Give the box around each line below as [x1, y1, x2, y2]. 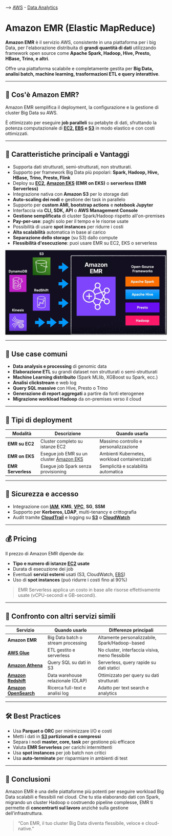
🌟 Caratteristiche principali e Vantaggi [5, 150, 130, 159]
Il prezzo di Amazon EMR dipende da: [5, 551, 84, 557]
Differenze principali [109, 627, 154, 633]
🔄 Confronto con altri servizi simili [5, 612, 116, 620]
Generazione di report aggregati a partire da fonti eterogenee [12, 390, 144, 396]
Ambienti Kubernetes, [99, 450, 145, 456]
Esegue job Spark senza [40, 463, 92, 469]
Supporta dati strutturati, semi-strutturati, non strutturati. [12, 163, 132, 170]
